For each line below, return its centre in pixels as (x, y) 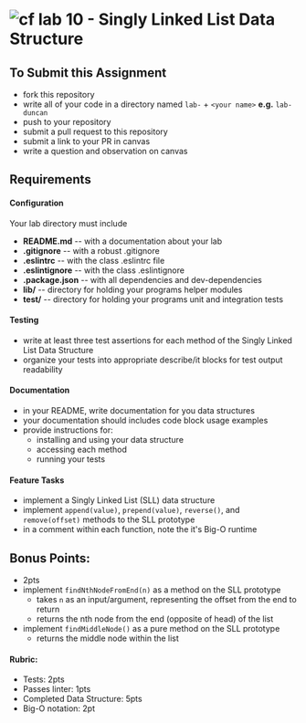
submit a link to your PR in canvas (86, 141)
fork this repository (58, 94)
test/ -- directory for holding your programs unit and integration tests (153, 299)
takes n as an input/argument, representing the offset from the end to (166, 600)
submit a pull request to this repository (95, 131)
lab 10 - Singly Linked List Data (157, 20)
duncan (35, 113)
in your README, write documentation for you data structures (139, 410)
